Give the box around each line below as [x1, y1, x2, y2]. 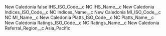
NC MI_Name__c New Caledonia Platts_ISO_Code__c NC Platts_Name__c [5, 14, 154, 20]
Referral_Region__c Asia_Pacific [5, 25, 71, 31]
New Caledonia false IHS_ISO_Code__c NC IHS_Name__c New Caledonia [5, 4, 154, 9]
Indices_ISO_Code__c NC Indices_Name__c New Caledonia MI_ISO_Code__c [5, 9, 161, 15]
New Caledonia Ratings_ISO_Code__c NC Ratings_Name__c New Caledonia [5, 20, 159, 25]
